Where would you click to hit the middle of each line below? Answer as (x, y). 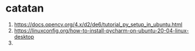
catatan (25, 8)
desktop (24, 37)
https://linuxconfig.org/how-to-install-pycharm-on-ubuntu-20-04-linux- (101, 30)
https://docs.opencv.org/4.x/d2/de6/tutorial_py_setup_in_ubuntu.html (98, 24)
